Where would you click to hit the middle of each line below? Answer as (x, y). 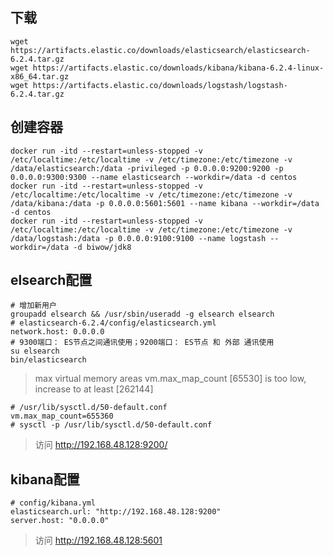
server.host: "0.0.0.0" (60, 521)
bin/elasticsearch (48, 360)
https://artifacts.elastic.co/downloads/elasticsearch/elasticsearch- (160, 50)
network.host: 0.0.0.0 (57, 332)
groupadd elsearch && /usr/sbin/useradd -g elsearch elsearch (142, 314)
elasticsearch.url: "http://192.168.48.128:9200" (116, 512)
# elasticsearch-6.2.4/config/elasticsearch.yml (113, 323)
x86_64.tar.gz (40, 76)
